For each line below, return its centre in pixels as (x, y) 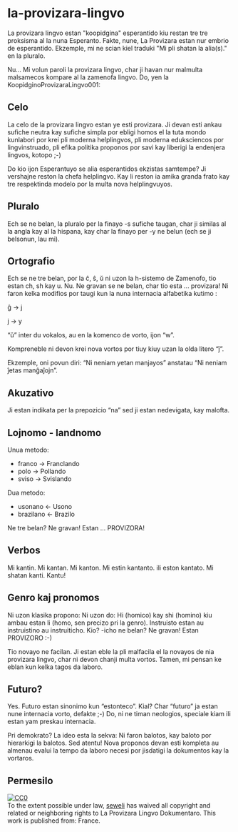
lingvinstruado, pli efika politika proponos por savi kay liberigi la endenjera (117, 147)
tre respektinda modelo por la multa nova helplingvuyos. (90, 184)
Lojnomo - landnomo (55, 433)
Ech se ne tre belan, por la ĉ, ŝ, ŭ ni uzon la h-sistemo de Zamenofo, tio (112, 278)
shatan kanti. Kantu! (37, 575)
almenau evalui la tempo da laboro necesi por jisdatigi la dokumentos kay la (118, 751)
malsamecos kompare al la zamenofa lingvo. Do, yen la (88, 77)
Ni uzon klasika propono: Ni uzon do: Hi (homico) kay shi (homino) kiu (110, 615)
